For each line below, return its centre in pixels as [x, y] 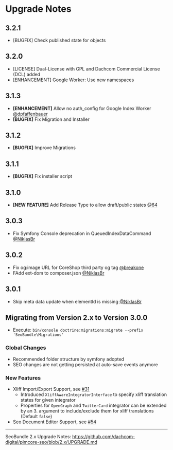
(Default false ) [36, 416]
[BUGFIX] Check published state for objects [59, 40]
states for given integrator [48, 400]
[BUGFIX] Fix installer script [42, 176]
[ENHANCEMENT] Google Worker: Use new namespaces [73, 80]
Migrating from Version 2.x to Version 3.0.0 [76, 318]
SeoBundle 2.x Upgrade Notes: [38, 436]
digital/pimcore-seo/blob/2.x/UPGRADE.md [51, 442]
